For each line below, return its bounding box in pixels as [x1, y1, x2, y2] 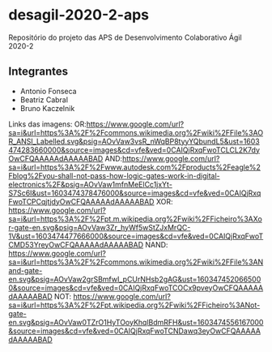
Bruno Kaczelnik [19, 103, 75, 113]
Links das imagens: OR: [8, 119, 87, 129]
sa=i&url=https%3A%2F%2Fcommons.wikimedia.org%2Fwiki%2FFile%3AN [8, 257, 264, 267]
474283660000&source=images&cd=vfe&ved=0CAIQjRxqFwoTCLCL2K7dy [8, 144, 261, 155]
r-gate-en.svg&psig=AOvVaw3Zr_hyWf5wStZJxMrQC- [8, 222, 191, 232]
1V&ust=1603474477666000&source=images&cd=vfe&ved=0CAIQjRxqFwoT [8, 231, 264, 241]
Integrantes [8, 65, 69, 79]
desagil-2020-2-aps [8, 6, 150, 24]
